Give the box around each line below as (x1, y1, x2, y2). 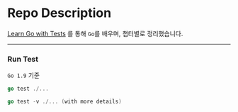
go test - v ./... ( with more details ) (7, 98, 122, 106)
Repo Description (7, 5, 112, 21)
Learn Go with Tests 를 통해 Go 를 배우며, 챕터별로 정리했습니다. (7, 29, 183, 38)
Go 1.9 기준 (7, 71, 40, 79)
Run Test (7, 54, 39, 64)
